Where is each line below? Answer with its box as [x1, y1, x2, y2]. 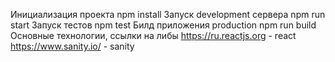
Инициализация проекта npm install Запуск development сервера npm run [10, 9, 326, 20]
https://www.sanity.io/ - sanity [10, 40, 135, 52]
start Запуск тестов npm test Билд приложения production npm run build [10, 19, 317, 31]
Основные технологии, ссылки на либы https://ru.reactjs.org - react [10, 30, 297, 41]
